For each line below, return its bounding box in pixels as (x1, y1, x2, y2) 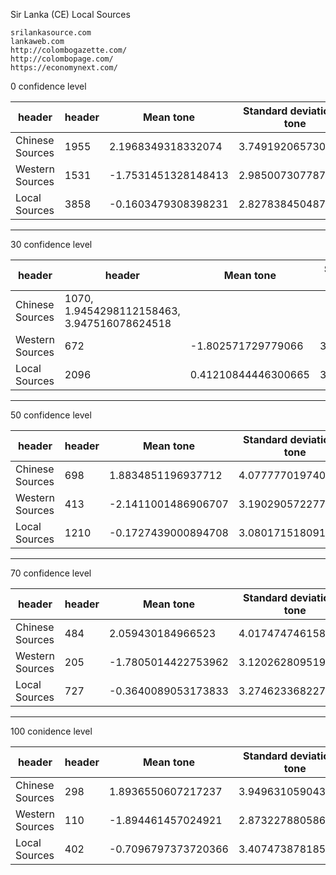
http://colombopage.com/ (10, 54, 114, 64)
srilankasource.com (10, 28, 92, 38)
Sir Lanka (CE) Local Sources (10, 9, 131, 20)
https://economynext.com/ (10, 63, 118, 73)
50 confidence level (10, 409, 92, 421)
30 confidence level (10, 239, 93, 250)
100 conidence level (10, 725, 93, 737)
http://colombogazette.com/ (10, 45, 128, 55)
